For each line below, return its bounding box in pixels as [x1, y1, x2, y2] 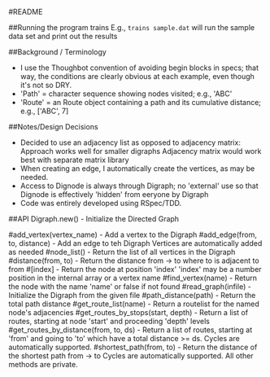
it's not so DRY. [20, 81, 72, 90]
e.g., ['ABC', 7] [20, 106, 69, 116]
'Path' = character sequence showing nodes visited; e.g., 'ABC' [20, 89, 233, 99]
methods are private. [8, 360, 79, 369]
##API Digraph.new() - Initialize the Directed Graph [8, 214, 180, 223]
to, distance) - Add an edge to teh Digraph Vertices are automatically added [8, 239, 263, 248]
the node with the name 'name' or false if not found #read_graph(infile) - [8, 282, 252, 292]
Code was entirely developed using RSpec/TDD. [20, 199, 182, 208]
